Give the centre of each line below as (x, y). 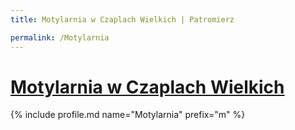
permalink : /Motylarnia (60, 37)
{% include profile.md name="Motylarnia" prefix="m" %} (128, 115)
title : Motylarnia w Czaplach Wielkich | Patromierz (122, 19)
